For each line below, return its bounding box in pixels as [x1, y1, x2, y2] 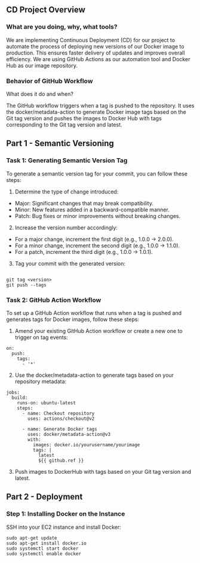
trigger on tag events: [14, 334, 69, 341]
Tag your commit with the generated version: [14, 260, 126, 267]
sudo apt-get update [6, 535, 58, 541]
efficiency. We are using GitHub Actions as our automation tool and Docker [6, 55, 190, 62]
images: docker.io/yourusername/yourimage [32, 441, 140, 448]
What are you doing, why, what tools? [6, 23, 118, 31]
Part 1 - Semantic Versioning [6, 138, 115, 149]
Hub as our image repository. [6, 62, 78, 69]
